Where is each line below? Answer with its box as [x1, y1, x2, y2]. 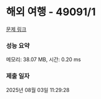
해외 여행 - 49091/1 [6, 5, 96, 19]
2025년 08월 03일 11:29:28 [6, 86, 70, 93]
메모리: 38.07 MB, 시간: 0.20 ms [6, 56, 81, 63]
